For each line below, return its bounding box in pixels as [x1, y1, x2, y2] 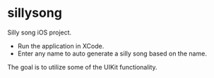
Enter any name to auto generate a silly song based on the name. [17, 49, 207, 58]
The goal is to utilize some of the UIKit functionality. [7, 63, 157, 71]
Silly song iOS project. [7, 28, 72, 37]
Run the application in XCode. [17, 41, 105, 50]
